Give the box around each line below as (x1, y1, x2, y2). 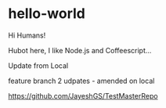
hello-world (8, 5, 86, 23)
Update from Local (8, 60, 69, 70)
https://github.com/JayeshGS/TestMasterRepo (8, 91, 158, 100)
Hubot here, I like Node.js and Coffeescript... (8, 45, 152, 55)
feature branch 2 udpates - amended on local (8, 76, 155, 85)
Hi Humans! (8, 31, 46, 40)
